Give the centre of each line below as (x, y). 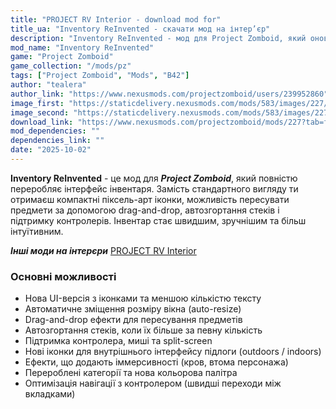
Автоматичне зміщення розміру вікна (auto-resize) (133, 309)
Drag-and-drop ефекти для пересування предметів (133, 320)
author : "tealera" (48, 85)
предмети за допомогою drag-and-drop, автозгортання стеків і (145, 210)
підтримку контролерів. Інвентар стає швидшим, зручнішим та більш (158, 220)
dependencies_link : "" (57, 141)
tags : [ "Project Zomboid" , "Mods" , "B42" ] (100, 76)
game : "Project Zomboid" (62, 57)
